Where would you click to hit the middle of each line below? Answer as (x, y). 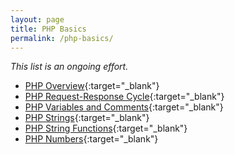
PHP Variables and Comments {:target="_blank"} (124, 107)
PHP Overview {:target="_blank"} (92, 86)
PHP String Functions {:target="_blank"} (106, 128)
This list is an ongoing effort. (69, 67)
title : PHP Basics (48, 29)
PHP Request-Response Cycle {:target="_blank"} (124, 97)
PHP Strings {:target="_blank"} (87, 118)
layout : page (37, 19)
